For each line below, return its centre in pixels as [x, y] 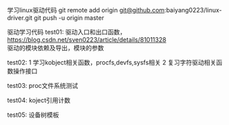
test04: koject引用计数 [39, 100]
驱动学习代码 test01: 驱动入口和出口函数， [67, 32]
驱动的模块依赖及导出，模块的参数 [56, 48]
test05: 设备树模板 [33, 115]
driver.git [20, 18]
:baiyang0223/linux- [193, 10]
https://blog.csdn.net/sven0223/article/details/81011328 [87, 39]
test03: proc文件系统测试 [43, 86]
